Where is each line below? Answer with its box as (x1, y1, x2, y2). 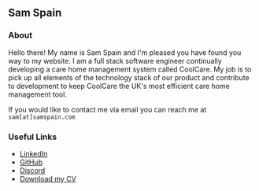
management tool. (8, 90, 67, 99)
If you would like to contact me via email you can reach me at (8, 105, 207, 114)
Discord (19, 165, 46, 175)
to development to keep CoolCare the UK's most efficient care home (8, 81, 230, 90)
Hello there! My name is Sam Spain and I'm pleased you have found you (8, 47, 242, 57)
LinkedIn (19, 149, 48, 158)
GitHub (19, 157, 43, 167)
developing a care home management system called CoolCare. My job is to (8, 64, 252, 74)
